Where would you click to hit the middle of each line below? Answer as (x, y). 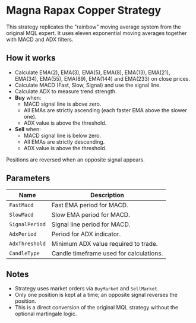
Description (107, 195)
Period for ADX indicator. (86, 234)
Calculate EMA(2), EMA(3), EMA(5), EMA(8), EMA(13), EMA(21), (92, 72)
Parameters (28, 178)
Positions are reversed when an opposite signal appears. (76, 159)
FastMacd (21, 205)
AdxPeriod (23, 234)
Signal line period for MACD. (91, 224)
